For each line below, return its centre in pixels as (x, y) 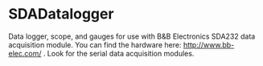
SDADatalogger (61, 14)
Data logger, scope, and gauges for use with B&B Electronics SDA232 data (132, 36)
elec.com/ (25, 53)
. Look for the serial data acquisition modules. (119, 53)
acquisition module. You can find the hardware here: (95, 44)
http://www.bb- (209, 44)
